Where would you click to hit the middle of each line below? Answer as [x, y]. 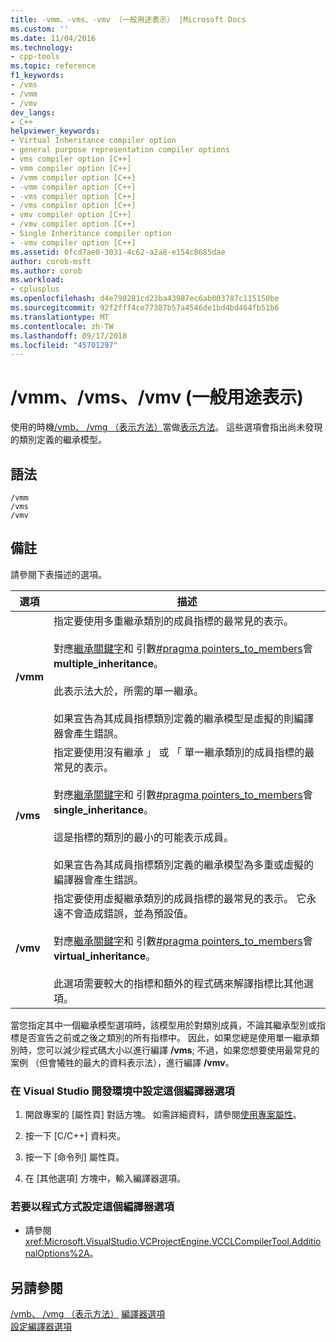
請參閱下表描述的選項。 [58, 574]
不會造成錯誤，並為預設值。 [129, 913]
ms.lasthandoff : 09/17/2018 [69, 336]
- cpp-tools [35, 57]
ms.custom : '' [40, 29]
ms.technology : [42, 47]
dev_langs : [33, 112]
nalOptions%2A [57, 1253]
